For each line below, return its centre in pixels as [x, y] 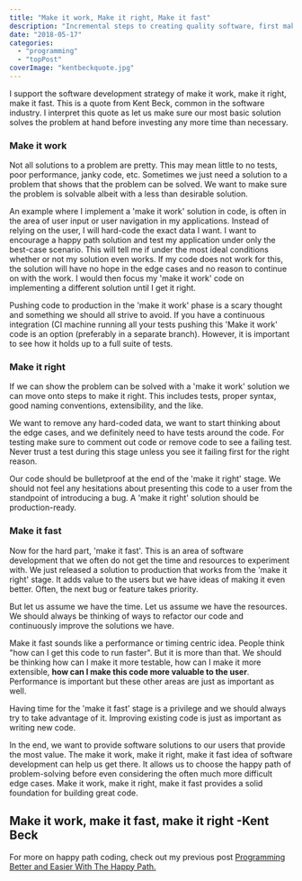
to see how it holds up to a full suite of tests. [91, 344]
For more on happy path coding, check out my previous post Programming [147, 857]
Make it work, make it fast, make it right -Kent [139, 821]
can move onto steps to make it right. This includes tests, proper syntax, [143, 396]
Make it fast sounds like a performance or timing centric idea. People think [147, 643]
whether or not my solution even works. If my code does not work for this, [146, 259]
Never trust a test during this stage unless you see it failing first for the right [150, 452]
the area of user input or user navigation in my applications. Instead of [139, 221]
